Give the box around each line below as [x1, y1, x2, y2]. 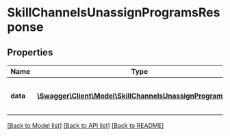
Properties [7, 46, 53, 58]
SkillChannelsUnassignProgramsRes [7, 5, 220, 21]
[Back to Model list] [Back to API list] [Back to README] [7, 122, 164, 129]
